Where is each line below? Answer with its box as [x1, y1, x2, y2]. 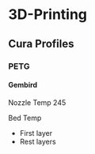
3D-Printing [8, 6, 88, 24]
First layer [19, 128, 53, 137]
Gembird [8, 81, 38, 90]
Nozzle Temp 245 [8, 97, 66, 107]
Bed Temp [8, 113, 42, 122]
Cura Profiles [8, 37, 74, 51]
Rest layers [19, 137, 57, 146]
